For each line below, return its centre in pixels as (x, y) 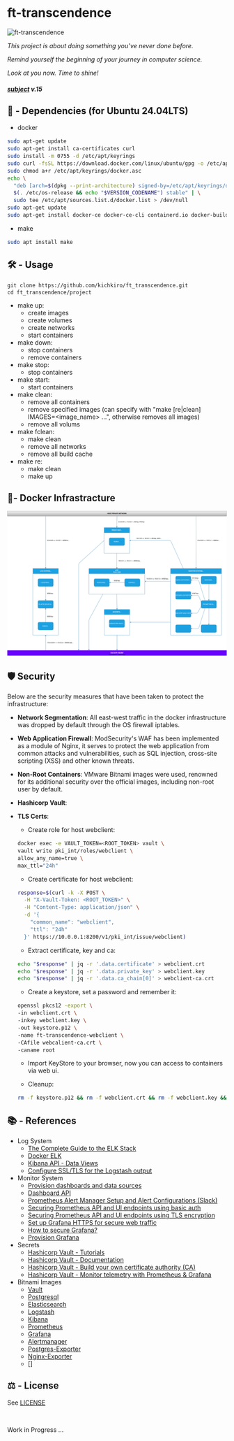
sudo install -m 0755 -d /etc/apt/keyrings (71, 156)
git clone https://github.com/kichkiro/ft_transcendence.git (98, 285)
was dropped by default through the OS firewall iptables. (98, 725)
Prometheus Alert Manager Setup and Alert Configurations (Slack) (123, 1200)
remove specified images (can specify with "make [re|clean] (114, 409)
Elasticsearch (47, 1305)
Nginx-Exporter (50, 1356)
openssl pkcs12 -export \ (55, 1006)
